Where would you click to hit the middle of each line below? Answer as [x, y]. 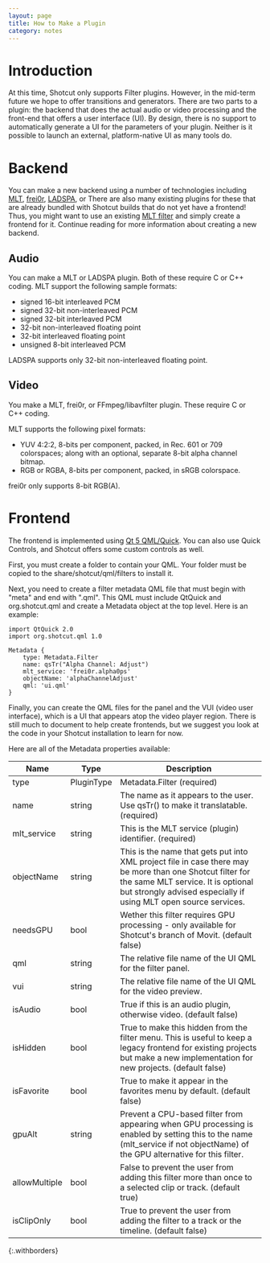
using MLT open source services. [182, 902]
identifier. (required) [158, 838]
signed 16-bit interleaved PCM [70, 302]
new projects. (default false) [173, 1068]
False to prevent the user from [177, 1167]
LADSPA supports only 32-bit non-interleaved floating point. [108, 360]
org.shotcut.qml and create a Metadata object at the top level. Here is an [128, 606]
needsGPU [33, 930]
